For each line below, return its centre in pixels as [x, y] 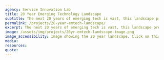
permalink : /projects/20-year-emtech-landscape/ [55, 23]
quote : [12, 50]
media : [12, 41]
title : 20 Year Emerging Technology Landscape [53, 14]
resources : [16, 45]
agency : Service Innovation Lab [38, 9]
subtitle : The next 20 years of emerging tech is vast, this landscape [79, 18]
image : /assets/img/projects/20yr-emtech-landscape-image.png [70, 32]
